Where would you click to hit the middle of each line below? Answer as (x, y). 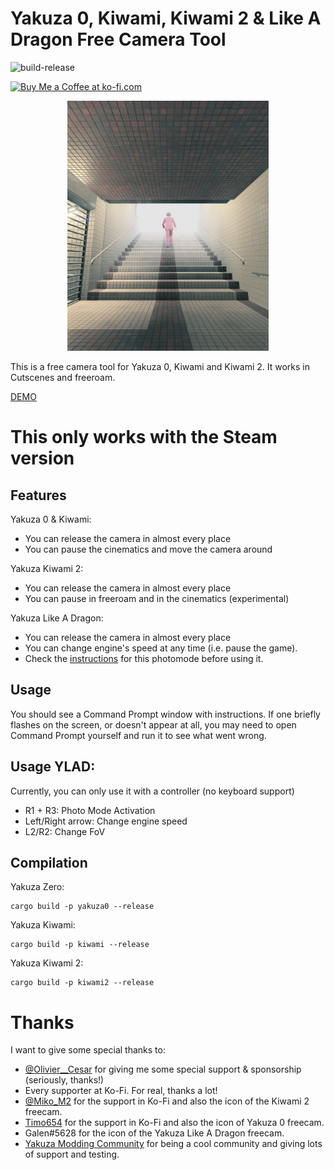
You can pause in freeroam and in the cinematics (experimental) (157, 598)
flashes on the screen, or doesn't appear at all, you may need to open (153, 724)
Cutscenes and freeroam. (63, 377)
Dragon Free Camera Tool (118, 39)
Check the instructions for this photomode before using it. (144, 658)
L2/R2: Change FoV (65, 831)
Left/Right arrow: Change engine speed (106, 821)
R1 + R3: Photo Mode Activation (90, 810)
